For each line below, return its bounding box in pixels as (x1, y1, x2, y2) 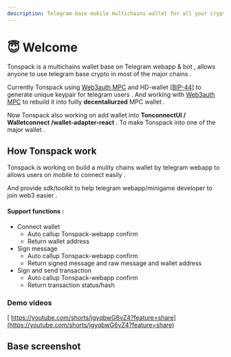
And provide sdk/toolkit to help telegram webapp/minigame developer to (7, 184, 213, 192)
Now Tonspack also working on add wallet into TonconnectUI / (7, 111, 186, 119)
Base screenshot (7, 341, 81, 352)
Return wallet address (27, 237, 89, 245)
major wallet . (7, 125, 45, 134)
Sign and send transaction (16, 266, 91, 275)
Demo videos (7, 298, 52, 308)
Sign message (16, 244, 58, 253)
